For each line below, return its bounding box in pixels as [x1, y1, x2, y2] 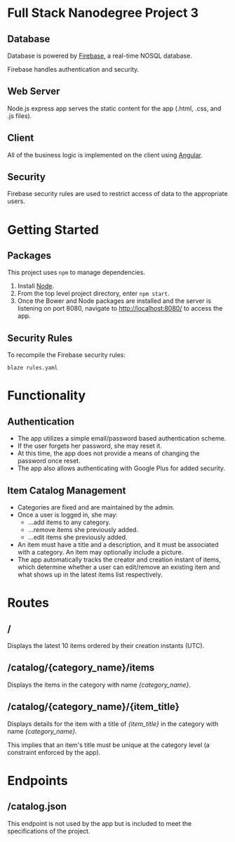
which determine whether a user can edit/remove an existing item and [17, 563, 220, 571]
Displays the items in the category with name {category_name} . [7, 680, 191, 689]
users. [7, 197, 26, 205]
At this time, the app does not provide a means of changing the [17, 449, 200, 458]
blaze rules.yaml [7, 364, 58, 372]
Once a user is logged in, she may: [17, 511, 118, 519]
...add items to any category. [27, 518, 111, 526]
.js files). [7, 111, 32, 120]
